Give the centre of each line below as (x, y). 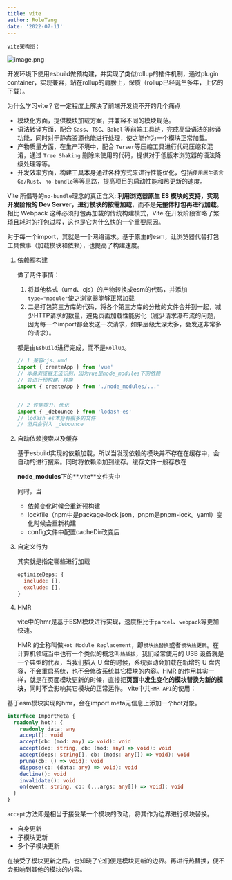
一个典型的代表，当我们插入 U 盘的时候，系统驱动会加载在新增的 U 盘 (116, 662)
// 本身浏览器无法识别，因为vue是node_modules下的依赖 (89, 374)
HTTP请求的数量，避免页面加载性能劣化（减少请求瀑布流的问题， (126, 315)
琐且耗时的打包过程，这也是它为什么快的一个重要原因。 (86, 222)
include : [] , (42, 581)
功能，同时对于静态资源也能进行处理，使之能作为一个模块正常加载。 (114, 138)
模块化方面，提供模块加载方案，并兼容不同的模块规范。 (96, 121)
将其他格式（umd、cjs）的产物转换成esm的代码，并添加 (107, 290)
